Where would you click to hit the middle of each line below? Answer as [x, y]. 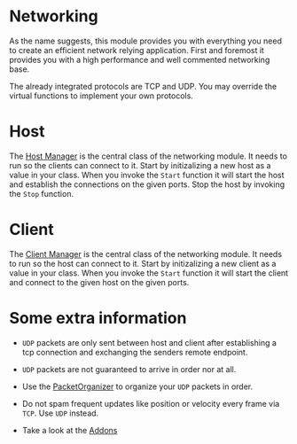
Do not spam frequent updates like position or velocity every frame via [151, 403]
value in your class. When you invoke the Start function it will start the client [149, 273]
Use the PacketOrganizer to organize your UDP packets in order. [137, 386]
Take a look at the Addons [70, 430]
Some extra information [98, 318]
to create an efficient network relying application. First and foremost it [137, 50]
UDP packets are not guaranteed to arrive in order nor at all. [129, 369]
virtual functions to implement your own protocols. [101, 96]
